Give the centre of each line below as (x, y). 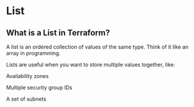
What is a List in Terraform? (58, 33)
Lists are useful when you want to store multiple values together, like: (90, 64)
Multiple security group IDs (39, 87)
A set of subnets (26, 99)
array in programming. (34, 53)
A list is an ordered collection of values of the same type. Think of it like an (97, 47)
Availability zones (28, 76)
